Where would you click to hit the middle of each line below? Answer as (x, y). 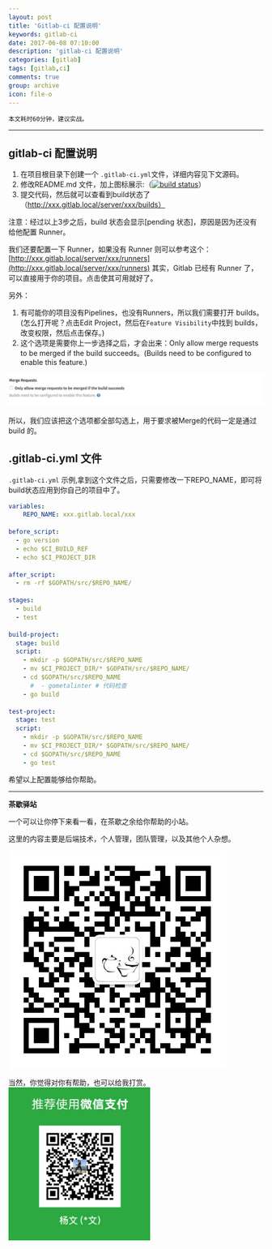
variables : (27, 506)
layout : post (30, 17)
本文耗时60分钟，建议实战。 (49, 119)
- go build (41, 694)
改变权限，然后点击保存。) (62, 333)
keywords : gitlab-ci (43, 34)
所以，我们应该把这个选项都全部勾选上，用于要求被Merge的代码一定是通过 (133, 420)
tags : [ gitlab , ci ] (39, 69)
